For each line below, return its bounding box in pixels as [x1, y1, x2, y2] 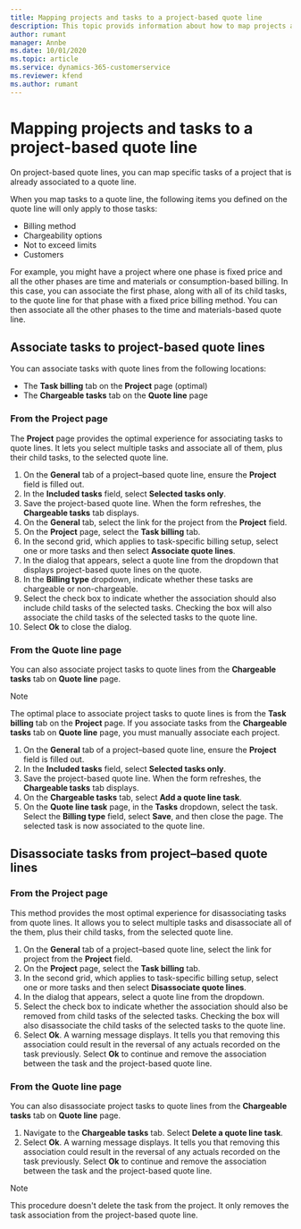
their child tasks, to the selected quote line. [10, 452, 169, 462]
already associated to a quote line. [10, 176, 137, 187]
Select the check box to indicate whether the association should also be [22, 1001, 288, 1012]
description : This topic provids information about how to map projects [10, 21, 287, 30]
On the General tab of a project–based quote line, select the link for [22, 944, 272, 954]
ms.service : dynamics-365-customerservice [10, 64, 171, 72]
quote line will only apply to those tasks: [10, 203, 158, 214]
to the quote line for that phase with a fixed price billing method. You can [10, 294, 278, 305]
